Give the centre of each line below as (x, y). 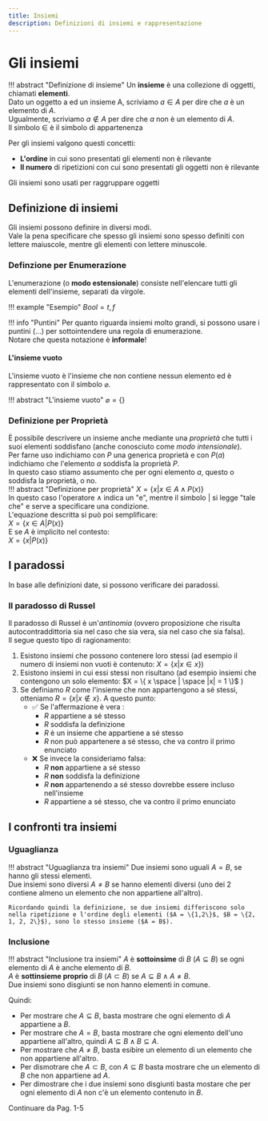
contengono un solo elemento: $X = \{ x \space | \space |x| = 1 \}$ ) (132, 681)
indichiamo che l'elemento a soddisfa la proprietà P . (94, 464)
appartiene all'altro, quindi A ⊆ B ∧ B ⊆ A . (89, 1042)
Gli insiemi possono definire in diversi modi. (80, 227)
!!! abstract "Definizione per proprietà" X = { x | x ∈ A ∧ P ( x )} (106, 489)
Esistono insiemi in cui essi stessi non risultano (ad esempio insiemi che (138, 673)
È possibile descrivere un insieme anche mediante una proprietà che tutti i (130, 438)
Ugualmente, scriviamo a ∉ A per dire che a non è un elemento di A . (121, 119)
